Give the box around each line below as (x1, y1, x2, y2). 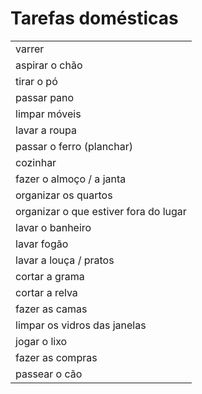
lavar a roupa (15, 123, 77, 137)
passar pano (15, 90, 75, 104)
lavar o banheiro (15, 220, 92, 234)
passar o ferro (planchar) (15, 139, 133, 153)
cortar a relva (15, 285, 78, 299)
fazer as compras (15, 350, 98, 364)
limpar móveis (15, 107, 82, 121)
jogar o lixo (15, 334, 68, 348)
